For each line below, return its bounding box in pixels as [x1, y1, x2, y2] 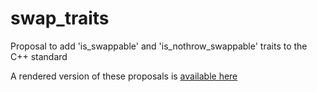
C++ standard [10, 50, 68, 62]
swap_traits [10, 7, 110, 30]
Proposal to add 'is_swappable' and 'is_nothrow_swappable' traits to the [10, 40, 308, 52]
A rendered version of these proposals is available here [10, 70, 238, 82]
